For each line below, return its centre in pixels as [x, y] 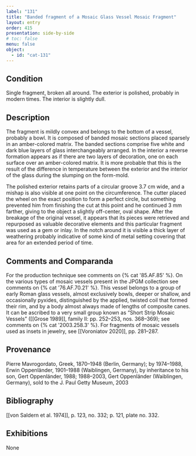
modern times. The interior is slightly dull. [56, 99]
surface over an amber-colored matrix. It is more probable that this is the [94, 163]
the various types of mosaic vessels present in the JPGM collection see [92, 281]
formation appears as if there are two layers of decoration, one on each [92, 156]
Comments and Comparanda [60, 261]
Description [28, 118]
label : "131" [22, 11]
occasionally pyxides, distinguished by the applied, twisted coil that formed [97, 300]
